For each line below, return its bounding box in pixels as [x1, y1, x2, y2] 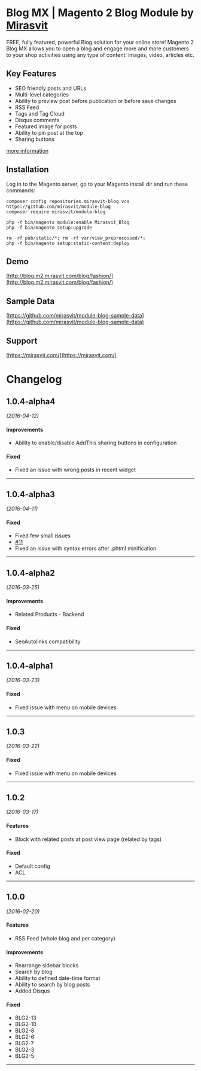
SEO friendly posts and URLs [14, 84, 87, 92]
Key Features [6, 69, 57, 79]
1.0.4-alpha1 [6, 661, 53, 671]
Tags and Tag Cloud [14, 110, 65, 117]
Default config [14, 863, 51, 870]
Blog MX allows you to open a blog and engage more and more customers [6, 45, 190, 52]
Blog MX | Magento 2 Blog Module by [6, 6, 194, 20]
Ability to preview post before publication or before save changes [14, 97, 176, 104]
